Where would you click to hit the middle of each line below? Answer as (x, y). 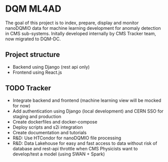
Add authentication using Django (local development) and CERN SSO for (88, 111)
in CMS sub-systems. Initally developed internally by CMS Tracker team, (81, 33)
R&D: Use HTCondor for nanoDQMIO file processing (67, 138)
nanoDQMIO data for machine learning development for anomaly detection (83, 28)
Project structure (33, 55)
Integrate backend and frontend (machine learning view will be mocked (87, 100)
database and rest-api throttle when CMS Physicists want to (75, 148)
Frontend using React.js (37, 72)
